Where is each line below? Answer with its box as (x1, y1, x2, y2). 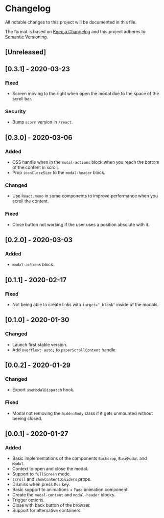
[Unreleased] (5, 48, 47, 56)
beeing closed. (12, 415, 43, 421)
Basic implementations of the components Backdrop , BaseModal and (12, 455, 147, 461)
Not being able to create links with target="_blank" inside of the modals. (12, 301, 159, 307)
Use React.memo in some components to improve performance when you (12, 193, 158, 199)
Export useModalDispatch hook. (12, 387, 75, 393)
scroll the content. (12, 198, 49, 204)
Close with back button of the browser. (12, 502, 91, 508)
